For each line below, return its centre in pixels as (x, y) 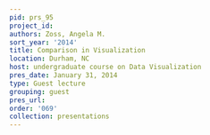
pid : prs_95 (31, 17)
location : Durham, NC (50, 59)
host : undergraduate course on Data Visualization (105, 67)
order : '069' (34, 108)
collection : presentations (59, 116)
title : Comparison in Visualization (77, 51)
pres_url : (28, 100)
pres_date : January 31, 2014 (63, 75)
